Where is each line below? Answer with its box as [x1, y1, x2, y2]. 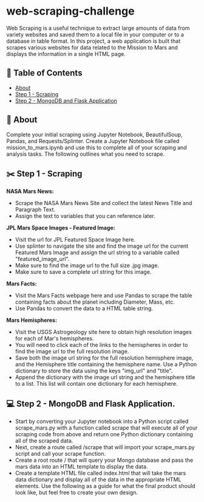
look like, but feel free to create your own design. [15, 489, 138, 497]
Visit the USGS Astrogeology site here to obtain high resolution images [15, 329, 192, 336]
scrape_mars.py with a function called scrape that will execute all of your [15, 424, 198, 431]
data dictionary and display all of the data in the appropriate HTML [15, 476, 182, 483]
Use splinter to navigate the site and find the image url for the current [15, 242, 189, 250]
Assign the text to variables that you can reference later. [15, 212, 156, 220]
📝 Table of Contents [6, 68, 83, 78]
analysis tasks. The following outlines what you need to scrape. [6, 150, 165, 158]
